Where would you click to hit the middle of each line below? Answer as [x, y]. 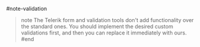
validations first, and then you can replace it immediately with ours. [104, 33]
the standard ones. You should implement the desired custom [97, 26]
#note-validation [27, 9]
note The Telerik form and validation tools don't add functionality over [107, 20]
